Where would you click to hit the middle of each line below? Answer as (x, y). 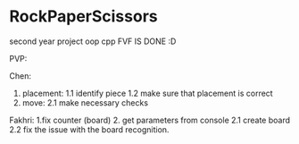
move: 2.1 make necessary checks (85, 102)
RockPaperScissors (83, 17)
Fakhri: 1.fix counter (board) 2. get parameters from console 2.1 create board (150, 120)
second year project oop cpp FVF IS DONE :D (93, 41)
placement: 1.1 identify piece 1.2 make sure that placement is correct (148, 93)
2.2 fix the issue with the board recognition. (89, 129)
